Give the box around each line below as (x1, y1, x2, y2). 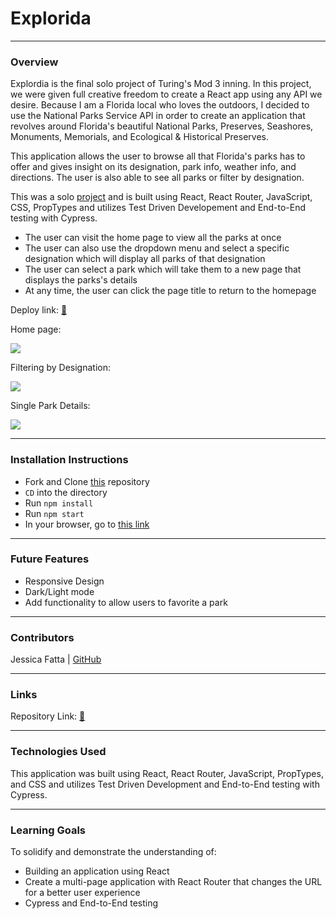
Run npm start (24, 507, 85, 519)
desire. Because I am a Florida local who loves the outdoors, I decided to (10, 99, 310, 111)
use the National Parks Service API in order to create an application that (10, 110, 306, 122)
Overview (10, 55, 59, 69)
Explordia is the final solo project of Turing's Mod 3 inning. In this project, (10, 78, 312, 90)
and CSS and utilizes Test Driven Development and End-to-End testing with (10, 778, 320, 790)
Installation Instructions (10, 453, 129, 467)
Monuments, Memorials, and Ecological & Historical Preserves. (10, 131, 269, 143)
